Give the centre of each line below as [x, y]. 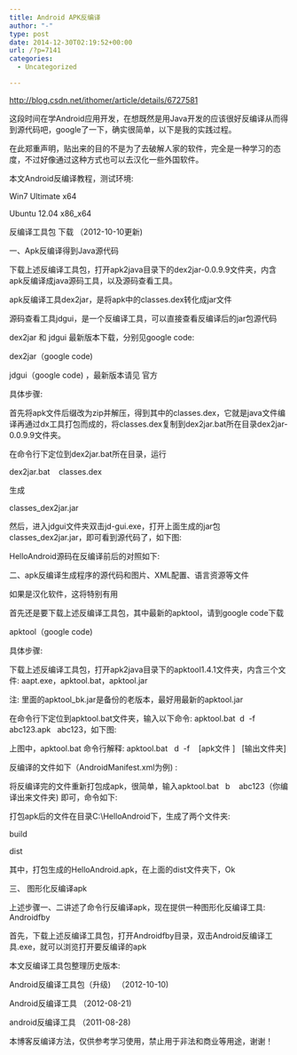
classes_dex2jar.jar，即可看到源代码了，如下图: [95, 537]
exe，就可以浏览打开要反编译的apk [83, 947]
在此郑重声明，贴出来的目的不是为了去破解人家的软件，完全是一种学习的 [141, 148]
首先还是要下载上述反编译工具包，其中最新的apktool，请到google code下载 [147, 612]
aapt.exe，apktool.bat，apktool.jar [84, 680]
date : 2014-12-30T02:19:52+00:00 [71, 42]
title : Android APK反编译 [55, 17]
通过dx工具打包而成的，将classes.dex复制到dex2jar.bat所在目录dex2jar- [156, 424]
